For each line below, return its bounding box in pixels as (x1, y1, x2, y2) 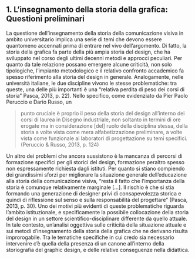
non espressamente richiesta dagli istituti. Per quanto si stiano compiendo (6, 165, 185, 172)
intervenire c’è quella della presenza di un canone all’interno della (6, 240, 164, 247)
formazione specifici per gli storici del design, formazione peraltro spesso (6, 158, 185, 165)
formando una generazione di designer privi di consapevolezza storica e (6, 190, 181, 197)
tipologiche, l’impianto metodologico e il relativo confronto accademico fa (6, 67, 184, 74)
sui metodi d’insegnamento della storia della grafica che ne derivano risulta (6, 227, 188, 234)
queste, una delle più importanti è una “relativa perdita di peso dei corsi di (6, 85, 185, 93)
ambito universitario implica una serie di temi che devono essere (6, 35, 162, 43)
